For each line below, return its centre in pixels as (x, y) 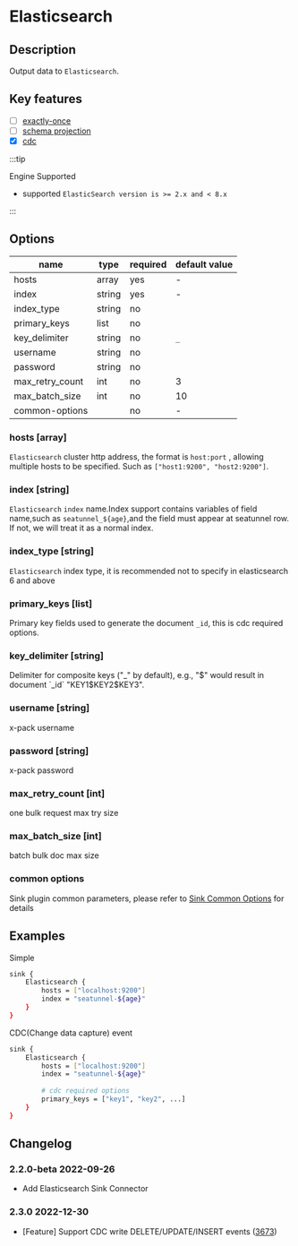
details (21, 907)
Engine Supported (43, 176)
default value (204, 264)
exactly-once (47, 120)
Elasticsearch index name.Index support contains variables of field (133, 509)
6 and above (32, 580)
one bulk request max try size (64, 813)
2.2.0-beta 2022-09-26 (62, 1169)
